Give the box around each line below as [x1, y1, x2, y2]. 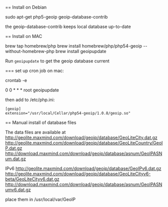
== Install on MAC [5, 33, 42, 39]
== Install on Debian [5, 4, 47, 10]
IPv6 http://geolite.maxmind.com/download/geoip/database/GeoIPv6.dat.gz [5, 165, 161, 171]
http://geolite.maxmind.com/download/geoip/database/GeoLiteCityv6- [5, 171, 151, 176]
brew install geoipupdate [55, 48, 106, 54]
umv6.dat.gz [5, 187, 31, 192]
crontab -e [5, 77, 27, 83]
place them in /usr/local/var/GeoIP [5, 196, 76, 202]
